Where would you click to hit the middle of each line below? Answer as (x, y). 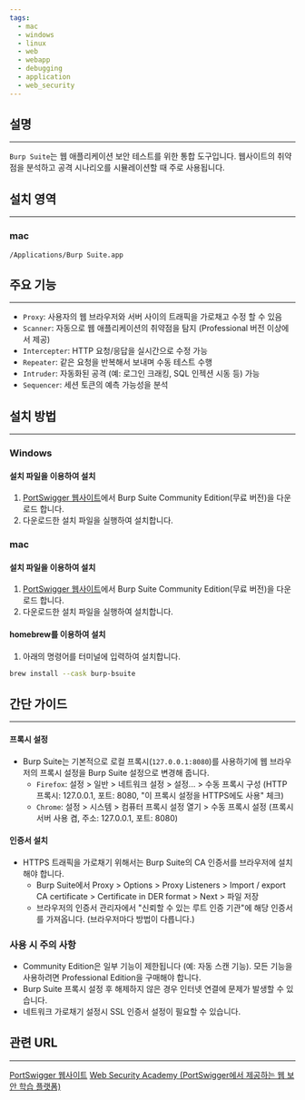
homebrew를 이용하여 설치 (58, 634)
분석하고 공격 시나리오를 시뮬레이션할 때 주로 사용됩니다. (125, 168)
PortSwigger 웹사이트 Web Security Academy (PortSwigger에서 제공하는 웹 (147, 1075)
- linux (32, 43)
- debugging (40, 69)
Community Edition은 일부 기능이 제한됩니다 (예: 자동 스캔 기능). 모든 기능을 (157, 967)
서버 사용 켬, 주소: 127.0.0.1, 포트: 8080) (107, 818)
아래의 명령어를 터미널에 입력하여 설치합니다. (102, 656)
